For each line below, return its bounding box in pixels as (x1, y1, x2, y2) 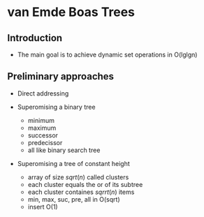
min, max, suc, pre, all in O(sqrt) (27, 195, 120, 203)
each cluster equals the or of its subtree (27, 180, 143, 188)
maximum (27, 124, 57, 132)
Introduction (7, 32, 63, 44)
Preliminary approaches (7, 70, 114, 82)
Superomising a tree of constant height (17, 159, 131, 167)
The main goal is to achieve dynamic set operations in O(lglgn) (17, 50, 198, 59)
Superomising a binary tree (17, 103, 96, 111)
